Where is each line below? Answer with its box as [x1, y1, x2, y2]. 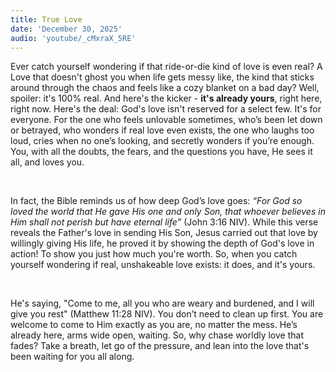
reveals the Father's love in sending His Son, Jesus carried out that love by [10, 227, 318, 239]
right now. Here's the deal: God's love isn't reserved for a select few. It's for [10, 103, 322, 115]
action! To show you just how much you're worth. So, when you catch [10, 248, 298, 260]
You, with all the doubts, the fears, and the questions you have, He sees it [10, 146, 313, 158]
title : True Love [10, 14, 83, 25]
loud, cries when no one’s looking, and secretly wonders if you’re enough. [10, 135, 315, 147]
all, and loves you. [10, 156, 85, 168]
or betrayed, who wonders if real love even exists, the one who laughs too [10, 124, 315, 136]
